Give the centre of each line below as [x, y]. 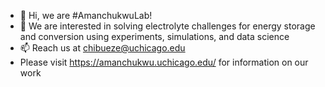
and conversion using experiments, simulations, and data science [154, 36]
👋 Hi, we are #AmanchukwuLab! [86, 15]
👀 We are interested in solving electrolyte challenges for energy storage [167, 26]
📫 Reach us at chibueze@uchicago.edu [102, 48]
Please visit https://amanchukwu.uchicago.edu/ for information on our [164, 62]
